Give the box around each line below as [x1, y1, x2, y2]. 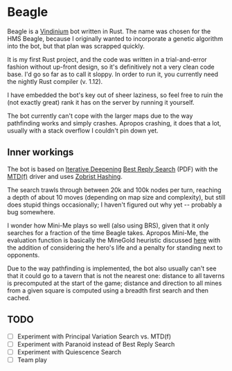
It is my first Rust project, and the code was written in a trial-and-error [7, 55, 208, 63]
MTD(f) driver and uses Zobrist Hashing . [7, 172, 123, 180]
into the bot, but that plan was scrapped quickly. [7, 42, 145, 50]
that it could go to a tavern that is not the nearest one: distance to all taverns [7, 271, 225, 279]
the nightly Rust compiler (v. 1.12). [7, 77, 103, 85]
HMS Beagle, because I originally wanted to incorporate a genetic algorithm [7, 34, 224, 42]
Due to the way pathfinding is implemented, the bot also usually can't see [7, 264, 217, 273]
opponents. [7, 250, 40, 259]
